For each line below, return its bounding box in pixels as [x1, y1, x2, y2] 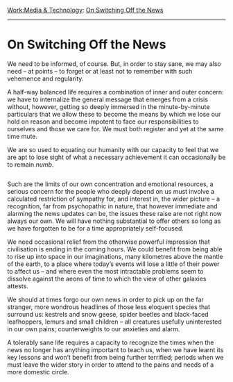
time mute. [7, 132, 38, 140]
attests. [7, 281, 29, 290]
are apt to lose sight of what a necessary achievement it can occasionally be [7, 153, 226, 161]
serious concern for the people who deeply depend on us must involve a [7, 187, 215, 195]
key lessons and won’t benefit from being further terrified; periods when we [7, 353, 224, 361]
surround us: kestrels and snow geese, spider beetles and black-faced [7, 310, 209, 318]
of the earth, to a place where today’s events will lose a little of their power [7, 260, 220, 268]
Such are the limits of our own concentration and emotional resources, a [7, 180, 214, 188]
